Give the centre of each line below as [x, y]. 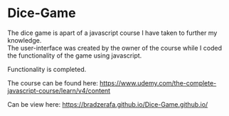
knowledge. [25, 40]
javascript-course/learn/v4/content [59, 90]
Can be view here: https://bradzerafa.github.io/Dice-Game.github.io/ [108, 104]
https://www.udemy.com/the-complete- [158, 83]
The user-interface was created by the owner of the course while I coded [115, 48]
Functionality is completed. [47, 69]
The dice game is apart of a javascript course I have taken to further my [112, 33]
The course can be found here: [53, 83]
